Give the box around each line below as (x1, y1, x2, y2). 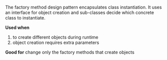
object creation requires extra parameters (12, 39, 99, 45)
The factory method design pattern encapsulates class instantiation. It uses (5, 4, 162, 10)
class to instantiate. (5, 15, 46, 20)
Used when (5, 24, 30, 30)
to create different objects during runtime (12, 34, 98, 40)
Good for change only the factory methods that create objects (5, 49, 135, 55)
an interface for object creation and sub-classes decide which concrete (5, 9, 154, 15)
